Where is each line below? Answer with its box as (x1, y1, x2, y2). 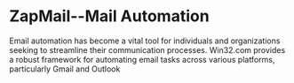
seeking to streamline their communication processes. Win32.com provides (9, 44, 286, 55)
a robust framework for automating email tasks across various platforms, (9, 54, 275, 64)
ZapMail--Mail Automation (9, 6, 211, 26)
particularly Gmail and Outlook (9, 64, 121, 74)
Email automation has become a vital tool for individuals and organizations (9, 35, 281, 46)
